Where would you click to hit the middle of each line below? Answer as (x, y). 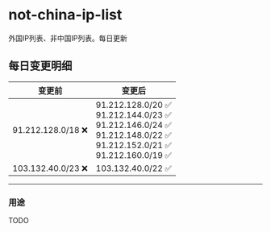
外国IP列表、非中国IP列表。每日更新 (68, 38)
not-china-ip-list (65, 15)
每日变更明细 (40, 66)
